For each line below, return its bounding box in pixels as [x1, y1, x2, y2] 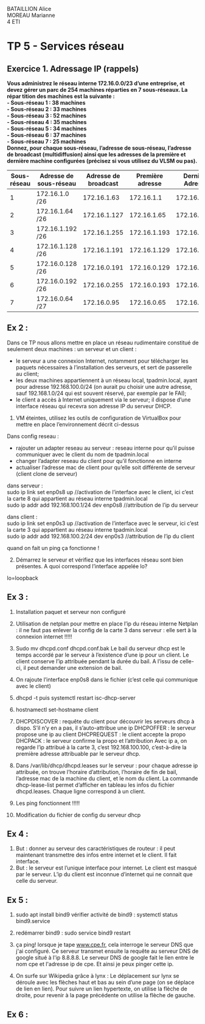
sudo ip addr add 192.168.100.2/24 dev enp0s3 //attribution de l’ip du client [7, 532, 195, 540]
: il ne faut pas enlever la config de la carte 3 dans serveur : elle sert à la [15, 626, 197, 633]
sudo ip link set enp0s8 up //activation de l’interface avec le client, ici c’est [7, 488, 194, 495]
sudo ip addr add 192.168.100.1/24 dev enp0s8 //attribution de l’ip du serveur [7, 501, 198, 509]
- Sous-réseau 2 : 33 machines [7, 106, 87, 113]
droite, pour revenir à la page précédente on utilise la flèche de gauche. [15, 992, 195, 999]
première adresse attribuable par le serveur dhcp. [15, 750, 141, 757]
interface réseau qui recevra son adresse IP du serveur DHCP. [15, 402, 172, 409]
